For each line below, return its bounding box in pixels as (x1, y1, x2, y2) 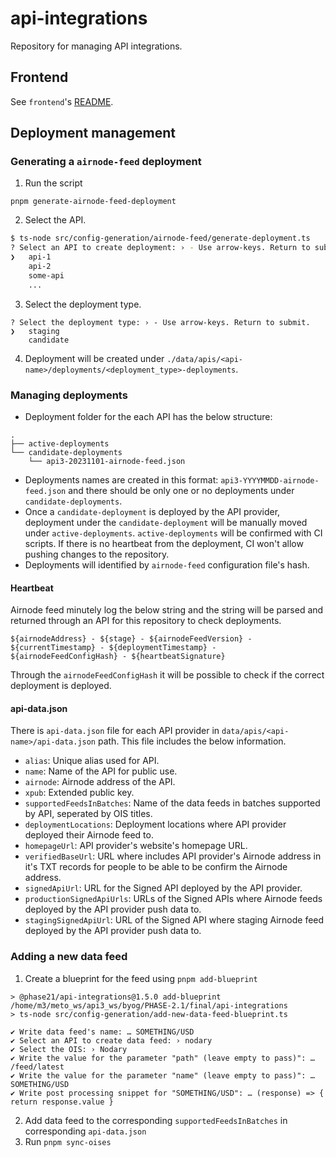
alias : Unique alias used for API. (24, 755, 160, 767)
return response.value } (10, 1097, 114, 1107)
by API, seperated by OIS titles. (24, 808, 153, 820)
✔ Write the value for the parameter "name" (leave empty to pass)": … (10, 1070, 315, 1081)
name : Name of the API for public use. (24, 765, 178, 777)
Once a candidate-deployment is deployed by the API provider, (24, 505, 281, 517)
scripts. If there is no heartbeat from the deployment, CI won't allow (24, 537, 304, 549)
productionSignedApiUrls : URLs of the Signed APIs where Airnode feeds (24, 893, 323, 905)
